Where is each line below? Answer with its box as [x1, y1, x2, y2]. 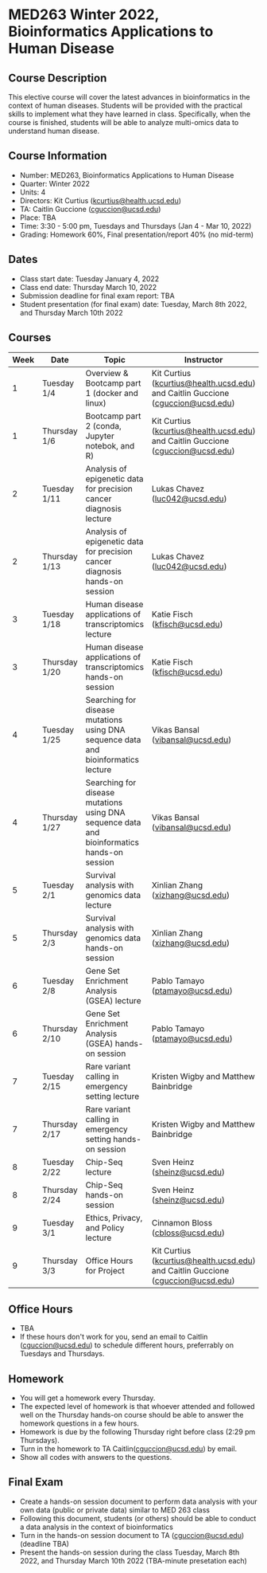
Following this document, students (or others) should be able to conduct [19, 1513, 257, 1523]
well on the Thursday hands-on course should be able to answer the [19, 1410, 244, 1420]
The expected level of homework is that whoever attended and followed [19, 1402, 256, 1411]
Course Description [8, 71, 107, 84]
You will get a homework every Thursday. [19, 1393, 156, 1403]
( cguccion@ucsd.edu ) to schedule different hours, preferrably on [19, 1340, 234, 1350]
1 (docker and [85, 388, 139, 399]
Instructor [184, 355, 223, 366]
